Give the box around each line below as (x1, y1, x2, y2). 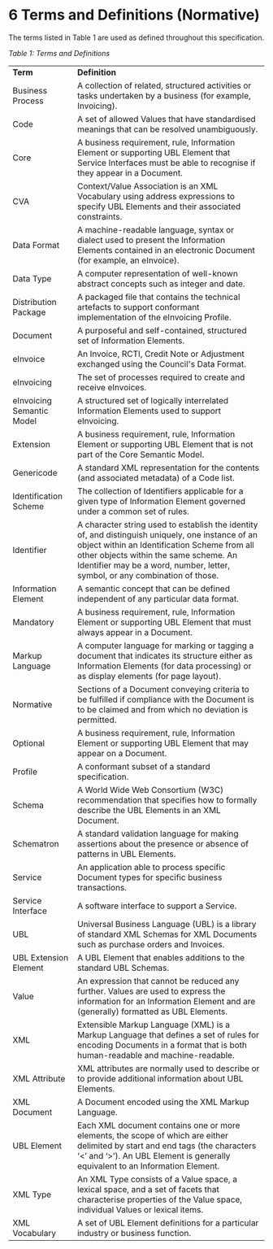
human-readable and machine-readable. (76, 1049, 235, 1060)
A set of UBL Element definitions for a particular (76, 1217, 259, 1229)
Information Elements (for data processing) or (76, 660, 252, 672)
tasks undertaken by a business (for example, (76, 89, 252, 101)
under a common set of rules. (76, 506, 189, 517)
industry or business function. (76, 1227, 192, 1238)
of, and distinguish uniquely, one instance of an (76, 529, 258, 540)
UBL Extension (12, 951, 69, 963)
